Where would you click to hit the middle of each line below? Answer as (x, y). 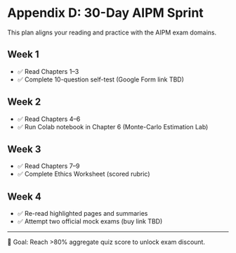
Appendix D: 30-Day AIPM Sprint (105, 13)
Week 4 (25, 196)
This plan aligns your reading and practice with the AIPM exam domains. (112, 32)
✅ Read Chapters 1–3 (48, 71)
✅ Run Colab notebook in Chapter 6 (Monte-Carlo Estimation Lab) (113, 126)
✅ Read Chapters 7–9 (48, 166)
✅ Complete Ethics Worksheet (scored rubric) (84, 174)
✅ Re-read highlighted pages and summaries (83, 214)
